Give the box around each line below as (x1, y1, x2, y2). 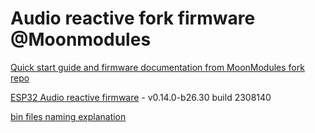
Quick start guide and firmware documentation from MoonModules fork (10, 61, 305, 73)
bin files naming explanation (10, 110, 127, 122)
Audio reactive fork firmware (10, 7, 256, 30)
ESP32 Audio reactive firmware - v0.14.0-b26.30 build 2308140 (10, 91, 272, 103)
